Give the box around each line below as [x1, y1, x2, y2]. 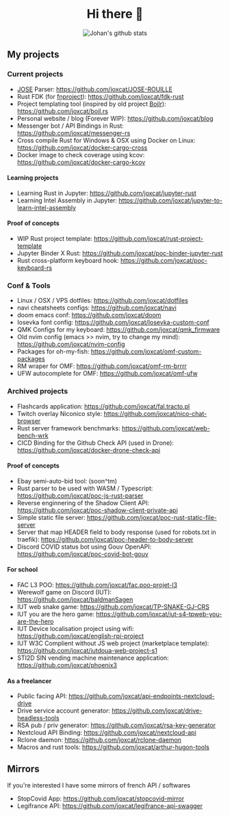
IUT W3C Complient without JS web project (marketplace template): [16, 639, 209, 647]
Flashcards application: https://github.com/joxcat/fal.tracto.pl [16, 402, 190, 411]
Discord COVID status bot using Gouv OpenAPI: [16, 542, 152, 551]
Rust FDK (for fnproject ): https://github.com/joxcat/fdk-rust [16, 92, 184, 100]
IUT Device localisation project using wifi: [16, 625, 135, 633]
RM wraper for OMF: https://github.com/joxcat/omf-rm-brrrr [16, 362, 187, 370]
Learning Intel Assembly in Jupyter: [16, 196, 118, 205]
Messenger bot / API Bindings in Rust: [16, 122, 125, 130]
